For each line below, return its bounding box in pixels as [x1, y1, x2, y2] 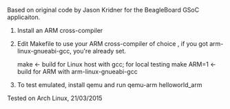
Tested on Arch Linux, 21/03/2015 [7, 94, 103, 102]
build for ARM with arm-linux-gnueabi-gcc [17, 68, 138, 75]
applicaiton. [7, 13, 41, 21]
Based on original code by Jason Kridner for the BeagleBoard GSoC [7, 6, 200, 14]
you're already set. [73, 47, 126, 55]
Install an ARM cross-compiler [17, 27, 103, 34]
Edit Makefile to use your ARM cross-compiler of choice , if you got [17, 40, 209, 47]
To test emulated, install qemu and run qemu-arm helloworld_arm [17, 81, 202, 88]
